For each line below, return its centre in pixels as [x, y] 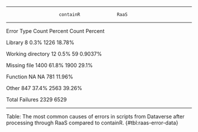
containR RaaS [93, 15]
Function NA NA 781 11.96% [40, 77]
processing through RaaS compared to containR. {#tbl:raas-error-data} [92, 123]
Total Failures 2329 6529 [37, 100]
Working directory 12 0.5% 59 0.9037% [54, 54]
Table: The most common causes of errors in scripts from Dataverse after [95, 116]
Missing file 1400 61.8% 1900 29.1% [49, 65]
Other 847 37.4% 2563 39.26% [44, 88]
